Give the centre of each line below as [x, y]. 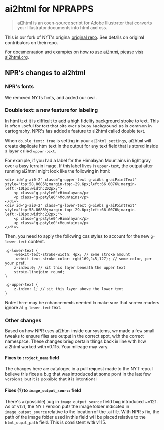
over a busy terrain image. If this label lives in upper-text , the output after [79, 166]
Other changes [23, 320]
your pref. [16, 263]
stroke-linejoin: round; [39, 272]
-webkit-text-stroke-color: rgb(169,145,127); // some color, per [83, 259]
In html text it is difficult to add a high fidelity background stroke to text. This [82, 121]
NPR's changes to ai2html [45, 73]
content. [36, 241]
